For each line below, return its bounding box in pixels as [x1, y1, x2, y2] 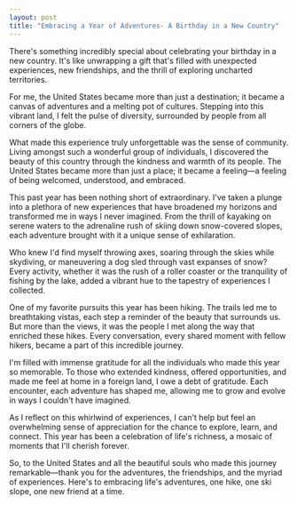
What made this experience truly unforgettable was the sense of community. [9, 137, 289, 148]
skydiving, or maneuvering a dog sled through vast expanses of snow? [9, 256, 268, 267]
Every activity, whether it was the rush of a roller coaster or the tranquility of [9, 266, 288, 277]
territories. [9, 74, 48, 84]
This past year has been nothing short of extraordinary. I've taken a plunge [9, 192, 283, 203]
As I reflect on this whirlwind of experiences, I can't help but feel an [9, 412, 256, 422]
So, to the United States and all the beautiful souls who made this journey [9, 457, 277, 468]
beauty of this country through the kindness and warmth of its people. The [9, 156, 282, 166]
